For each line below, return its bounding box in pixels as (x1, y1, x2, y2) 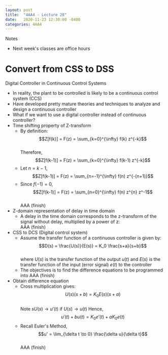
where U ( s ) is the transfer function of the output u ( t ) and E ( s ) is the (20, 256, 161, 262)
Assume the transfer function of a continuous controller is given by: (20, 235, 161, 241)
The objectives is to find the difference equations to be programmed (20, 267, 163, 273)
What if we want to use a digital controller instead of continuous (12, 112, 147, 118)
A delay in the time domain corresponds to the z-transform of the (20, 213, 157, 220)
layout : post (5, 7, 33, 13)
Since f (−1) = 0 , (20, 181, 53, 187)
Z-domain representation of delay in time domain (12, 208, 115, 214)
